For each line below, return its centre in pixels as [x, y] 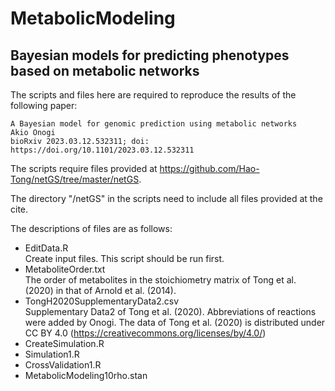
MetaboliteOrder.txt [65, 269]
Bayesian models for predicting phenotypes [150, 55]
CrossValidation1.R [63, 365]
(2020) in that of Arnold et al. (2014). [100, 290]
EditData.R [46, 248]
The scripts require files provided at [84, 168]
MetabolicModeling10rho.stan [86, 375]
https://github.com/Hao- [209, 168]
